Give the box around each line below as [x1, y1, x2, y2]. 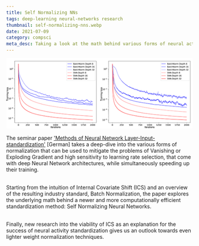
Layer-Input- [124, 134, 155, 141]
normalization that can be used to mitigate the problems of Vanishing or [6, 147, 181, 154]
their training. [6, 166, 39, 173]
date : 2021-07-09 [6, 29, 49, 34]
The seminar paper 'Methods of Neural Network [6, 134, 123, 141]
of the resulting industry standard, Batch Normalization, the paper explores [6, 190, 189, 197]
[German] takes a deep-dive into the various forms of [46, 140, 178, 148]
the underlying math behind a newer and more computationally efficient [6, 196, 181, 203]
